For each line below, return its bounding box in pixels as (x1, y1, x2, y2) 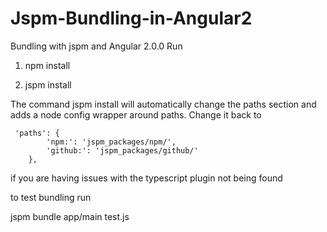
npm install (24, 59, 71, 71)
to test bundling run (10, 191, 92, 203)
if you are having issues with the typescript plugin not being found (10, 172, 283, 184)
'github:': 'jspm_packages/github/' (46, 145, 199, 156)
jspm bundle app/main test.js (10, 210, 130, 222)
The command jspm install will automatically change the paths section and (10, 98, 317, 110)
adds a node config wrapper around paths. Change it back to (10, 108, 262, 121)
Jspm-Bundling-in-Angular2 (10, 7, 253, 30)
